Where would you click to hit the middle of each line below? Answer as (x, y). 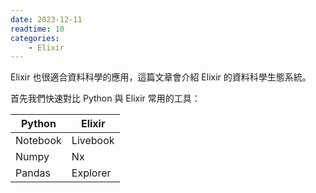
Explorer (91, 173)
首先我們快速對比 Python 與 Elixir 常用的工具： (105, 98)
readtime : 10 (37, 29)
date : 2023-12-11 (46, 19)
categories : (35, 38)
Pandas (33, 173)
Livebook (93, 141)
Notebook (38, 141)
